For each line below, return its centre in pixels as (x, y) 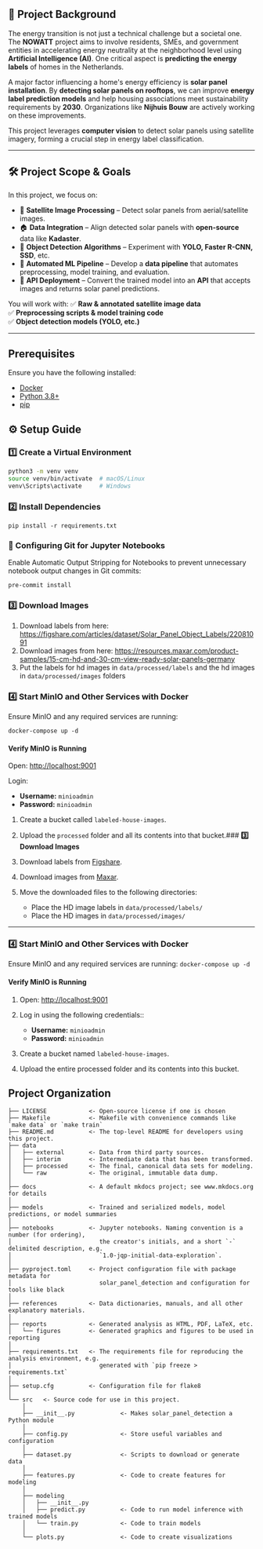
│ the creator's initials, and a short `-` (122, 1242)
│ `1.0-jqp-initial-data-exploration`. (115, 1256)
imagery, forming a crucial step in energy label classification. (106, 139)
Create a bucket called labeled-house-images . (93, 820)
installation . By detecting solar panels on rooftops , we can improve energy (131, 90)
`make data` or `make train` (56, 1125)
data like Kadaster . (50, 238)
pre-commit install (40, 586)
